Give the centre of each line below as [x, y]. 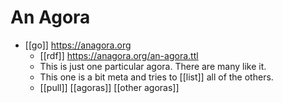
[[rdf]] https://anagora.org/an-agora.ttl [119, 55]
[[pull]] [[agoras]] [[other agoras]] [109, 87]
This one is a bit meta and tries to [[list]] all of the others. [156, 77]
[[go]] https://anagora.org [78, 45]
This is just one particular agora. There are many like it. [153, 66]
